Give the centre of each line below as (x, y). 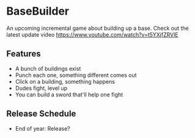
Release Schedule (41, 114)
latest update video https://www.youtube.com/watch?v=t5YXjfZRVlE (92, 34)
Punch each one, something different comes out (76, 75)
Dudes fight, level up (41, 88)
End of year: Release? (42, 128)
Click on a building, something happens (65, 81)
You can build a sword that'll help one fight (69, 94)
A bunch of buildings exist (48, 68)
